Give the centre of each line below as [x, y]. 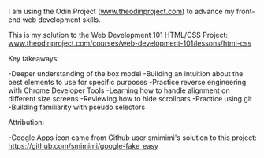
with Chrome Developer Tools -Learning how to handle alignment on [119, 90]
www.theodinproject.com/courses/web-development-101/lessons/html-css [130, 43]
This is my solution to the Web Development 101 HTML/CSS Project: [118, 35]
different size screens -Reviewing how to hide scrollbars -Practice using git [130, 99]
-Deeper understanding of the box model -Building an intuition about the [126, 73]
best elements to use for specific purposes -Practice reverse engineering [127, 82]
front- [245, 11]
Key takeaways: [33, 59]
